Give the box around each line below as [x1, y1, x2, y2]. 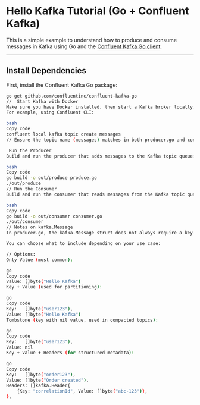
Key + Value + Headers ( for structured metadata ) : [6, 350, 135, 356]
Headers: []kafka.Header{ [6, 382, 70, 389]
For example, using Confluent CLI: [6, 109, 95, 115]
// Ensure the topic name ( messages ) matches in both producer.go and [6, 137, 185, 143]
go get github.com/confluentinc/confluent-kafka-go [6, 93, 137, 99]
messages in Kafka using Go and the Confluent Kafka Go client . [6, 43, 162, 50]
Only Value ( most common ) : [6, 257, 73, 263]
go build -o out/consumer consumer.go [6, 213, 102, 219]
